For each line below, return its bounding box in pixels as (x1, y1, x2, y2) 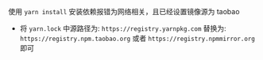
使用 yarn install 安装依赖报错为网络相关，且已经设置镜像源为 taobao (8, 7, 240, 16)
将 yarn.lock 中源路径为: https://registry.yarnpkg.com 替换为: (19, 24, 226, 33)
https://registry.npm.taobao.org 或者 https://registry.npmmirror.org (19, 34, 256, 43)
